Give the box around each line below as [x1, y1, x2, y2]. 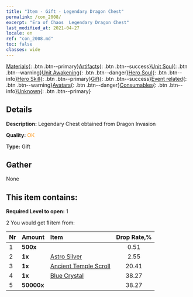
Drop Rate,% [116, 233, 152, 241]
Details [6, 105, 32, 115]
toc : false [6, 42, 33, 47]
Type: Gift [6, 143, 30, 150]
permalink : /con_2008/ [6, 14, 61, 20]
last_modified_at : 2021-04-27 [6, 25, 80, 31]
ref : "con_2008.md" [6, 36, 54, 42]
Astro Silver [50, 252, 82, 261]
